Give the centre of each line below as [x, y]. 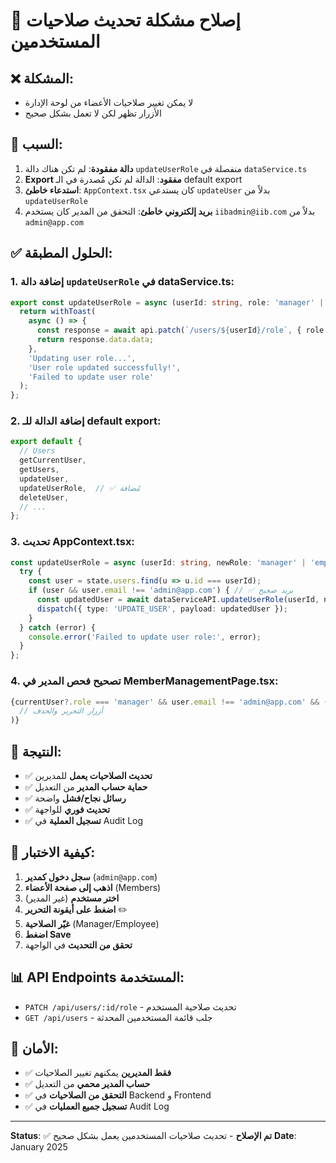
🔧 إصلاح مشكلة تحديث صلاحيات [125, 20]
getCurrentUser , [53, 460]
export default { [46, 442]
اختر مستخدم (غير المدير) [72, 898]
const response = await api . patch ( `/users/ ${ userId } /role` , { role [180, 330]
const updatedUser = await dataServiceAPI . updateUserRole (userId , [178, 600]
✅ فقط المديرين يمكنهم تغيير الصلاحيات [98, 1073]
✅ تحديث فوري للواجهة [67, 809]
